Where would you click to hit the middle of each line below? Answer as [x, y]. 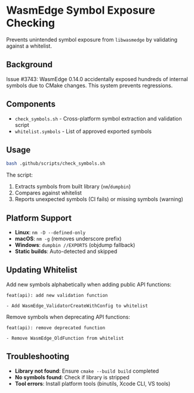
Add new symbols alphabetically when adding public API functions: [89, 284]
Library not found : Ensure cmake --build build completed [87, 371]
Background [29, 65]
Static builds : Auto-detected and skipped [66, 252]
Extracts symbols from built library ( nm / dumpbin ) [73, 187]
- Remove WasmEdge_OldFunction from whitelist [65, 338]
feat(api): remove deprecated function [56, 328]
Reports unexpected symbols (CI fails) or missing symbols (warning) [99, 199]
